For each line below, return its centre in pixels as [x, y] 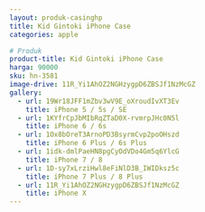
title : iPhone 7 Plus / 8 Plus [84, 177]
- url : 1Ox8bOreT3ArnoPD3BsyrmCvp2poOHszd [98, 135]
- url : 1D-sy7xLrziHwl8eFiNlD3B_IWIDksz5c [98, 168]
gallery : [26, 92]
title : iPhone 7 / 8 [64, 160]
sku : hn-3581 [34, 76]
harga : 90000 [34, 68]
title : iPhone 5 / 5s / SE [76, 109]
